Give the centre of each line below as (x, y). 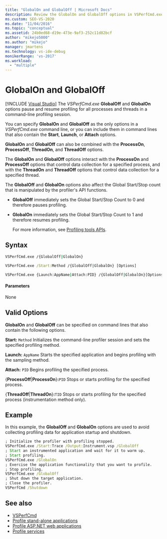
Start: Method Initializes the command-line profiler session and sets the (78, 340)
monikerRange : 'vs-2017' (31, 56)
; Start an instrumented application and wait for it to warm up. (75, 451)
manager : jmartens (24, 47)
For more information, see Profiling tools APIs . (59, 230)
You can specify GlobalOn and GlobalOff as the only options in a (72, 124)
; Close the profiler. (29, 483)
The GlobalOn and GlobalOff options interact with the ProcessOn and (77, 159)
